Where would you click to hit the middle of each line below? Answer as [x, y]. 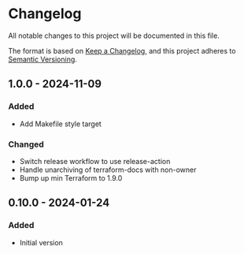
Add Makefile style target [61, 124]
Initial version [41, 242]
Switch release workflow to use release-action [95, 161]
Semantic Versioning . [43, 59]
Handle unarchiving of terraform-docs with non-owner [108, 170]
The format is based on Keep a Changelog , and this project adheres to [122, 50]
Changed [26, 144]
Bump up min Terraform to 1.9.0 [71, 177]
